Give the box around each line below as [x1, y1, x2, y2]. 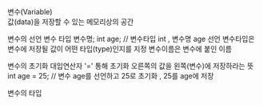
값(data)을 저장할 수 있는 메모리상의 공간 [7, 17, 134, 26]
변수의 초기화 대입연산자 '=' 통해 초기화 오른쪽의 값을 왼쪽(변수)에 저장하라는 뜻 [7, 61, 254, 71]
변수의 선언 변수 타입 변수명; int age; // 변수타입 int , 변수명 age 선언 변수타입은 [7, 34, 255, 43]
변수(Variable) [7, 7, 53, 16]
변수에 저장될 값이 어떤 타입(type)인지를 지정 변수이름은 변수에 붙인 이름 [7, 44, 233, 54]
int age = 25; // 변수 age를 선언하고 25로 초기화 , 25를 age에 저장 [7, 71, 214, 80]
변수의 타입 [7, 88, 42, 98]
